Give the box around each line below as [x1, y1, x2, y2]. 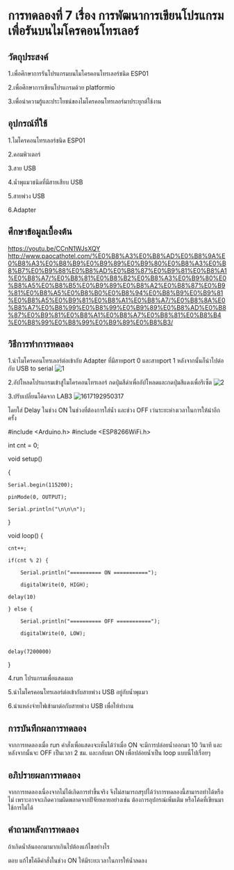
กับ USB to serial [8, 364, 54, 372]
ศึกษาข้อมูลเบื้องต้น [8, 226, 72, 238]
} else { [8, 606, 33, 613]
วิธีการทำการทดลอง [8, 338, 74, 350]
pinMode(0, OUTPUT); [8, 494, 68, 501]
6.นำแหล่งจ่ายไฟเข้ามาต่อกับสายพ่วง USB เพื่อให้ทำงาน [8, 702, 134, 710]
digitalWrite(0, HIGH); [20, 582, 90, 589]
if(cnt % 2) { [8, 557, 49, 564]
